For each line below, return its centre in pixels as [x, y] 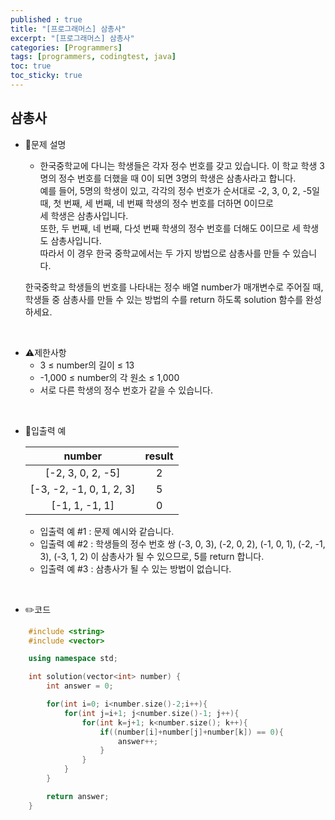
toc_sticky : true [46, 76]
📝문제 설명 [45, 144]
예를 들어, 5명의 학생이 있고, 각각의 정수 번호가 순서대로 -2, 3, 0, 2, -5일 [180, 190]
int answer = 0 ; [80, 686]
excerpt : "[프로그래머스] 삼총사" [72, 38]
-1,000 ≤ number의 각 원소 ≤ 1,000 [109, 377]
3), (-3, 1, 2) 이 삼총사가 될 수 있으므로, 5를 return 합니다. [152, 556]
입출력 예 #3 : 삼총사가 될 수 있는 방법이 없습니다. [135, 568]
